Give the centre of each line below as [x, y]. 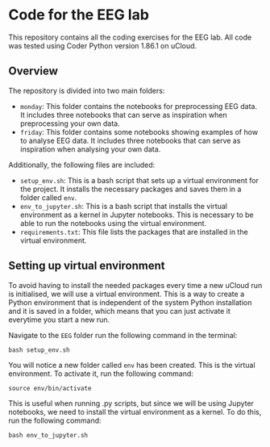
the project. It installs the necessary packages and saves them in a [131, 189]
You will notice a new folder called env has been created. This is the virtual [132, 365]
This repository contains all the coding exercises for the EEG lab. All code [130, 37]
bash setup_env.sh [39, 350]
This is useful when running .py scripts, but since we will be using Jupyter [131, 403]
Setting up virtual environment [87, 266]
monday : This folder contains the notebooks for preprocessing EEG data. [139, 106]
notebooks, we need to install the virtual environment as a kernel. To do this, [135, 411]
